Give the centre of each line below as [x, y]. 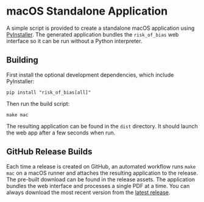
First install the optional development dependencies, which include [90, 75]
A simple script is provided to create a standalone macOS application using [100, 28]
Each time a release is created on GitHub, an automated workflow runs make [101, 166]
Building [22, 60]
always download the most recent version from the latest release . [88, 192]
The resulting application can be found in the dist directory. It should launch [102, 126]
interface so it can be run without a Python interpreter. [74, 41]
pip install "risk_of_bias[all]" [49, 92]
